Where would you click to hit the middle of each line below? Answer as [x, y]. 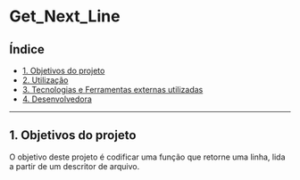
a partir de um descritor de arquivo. [75, 166]
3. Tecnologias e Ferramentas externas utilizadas [112, 90]
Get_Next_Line [65, 16]
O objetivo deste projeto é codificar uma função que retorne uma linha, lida [147, 157]
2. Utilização [45, 80]
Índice [27, 49]
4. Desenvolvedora [57, 99]
